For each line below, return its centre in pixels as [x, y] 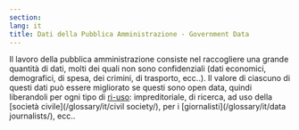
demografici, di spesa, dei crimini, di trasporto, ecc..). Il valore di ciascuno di [150, 78]
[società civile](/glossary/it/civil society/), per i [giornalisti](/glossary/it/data [148, 107]
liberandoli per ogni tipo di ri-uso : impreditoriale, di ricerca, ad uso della [141, 97]
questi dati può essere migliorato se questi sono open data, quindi [131, 88]
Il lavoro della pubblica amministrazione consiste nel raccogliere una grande [149, 60]
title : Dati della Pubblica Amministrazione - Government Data [129, 34]
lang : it [25, 26]
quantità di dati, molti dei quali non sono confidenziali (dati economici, [138, 69]
